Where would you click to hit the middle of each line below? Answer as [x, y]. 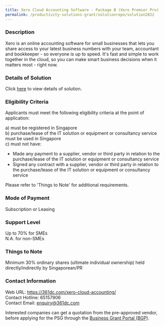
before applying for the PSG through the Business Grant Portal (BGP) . [77, 318]
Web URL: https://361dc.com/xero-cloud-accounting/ [61, 292]
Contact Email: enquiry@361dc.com [42, 303]
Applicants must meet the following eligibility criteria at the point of [75, 113]
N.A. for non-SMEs [25, 238]
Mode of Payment [27, 198]
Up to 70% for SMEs [26, 233]
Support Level [23, 222]
